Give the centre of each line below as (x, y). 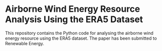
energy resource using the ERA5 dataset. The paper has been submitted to (81, 38)
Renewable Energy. (25, 43)
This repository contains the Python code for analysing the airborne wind (79, 33)
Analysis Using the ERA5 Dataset (74, 19)
